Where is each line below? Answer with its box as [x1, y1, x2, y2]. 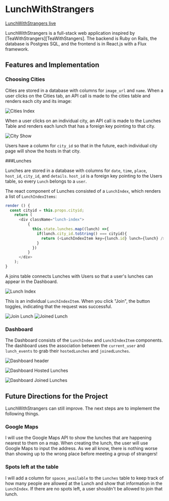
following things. [5, 410, 40, 417]
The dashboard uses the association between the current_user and [5, 343, 145, 349]
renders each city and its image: [5, 98, 72, 104]
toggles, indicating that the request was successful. [5, 303, 112, 309]
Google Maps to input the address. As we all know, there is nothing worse [5, 446, 157, 452]
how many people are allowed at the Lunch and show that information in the [5, 480, 162, 486]
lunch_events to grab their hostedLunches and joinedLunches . [5, 348, 131, 354]
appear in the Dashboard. [5, 279, 58, 285]
